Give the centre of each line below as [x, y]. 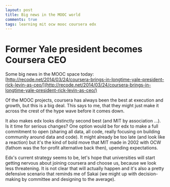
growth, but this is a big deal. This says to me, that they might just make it [82, 106]
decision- [148, 174]
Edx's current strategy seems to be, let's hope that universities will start [80, 158]
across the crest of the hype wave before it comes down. [65, 111]
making [13, 179]
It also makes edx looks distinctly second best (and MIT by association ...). [83, 121]
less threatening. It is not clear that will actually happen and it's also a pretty [85, 169]
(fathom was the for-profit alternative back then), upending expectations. [82, 148]
